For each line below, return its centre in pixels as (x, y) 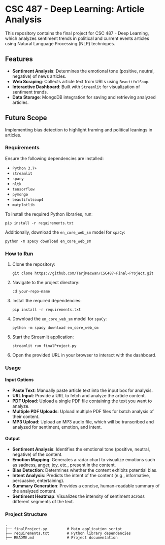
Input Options (19, 380)
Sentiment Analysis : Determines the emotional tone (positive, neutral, (83, 71)
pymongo (20, 194)
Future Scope (26, 118)
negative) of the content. (37, 454)
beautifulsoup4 (28, 200)
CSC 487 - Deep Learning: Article (75, 9)
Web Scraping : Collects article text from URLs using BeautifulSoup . (81, 81)
